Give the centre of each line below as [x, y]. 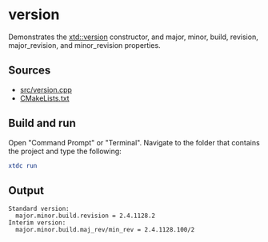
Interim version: [37, 223]
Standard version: [39, 209]
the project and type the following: [65, 151]
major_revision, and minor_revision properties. [85, 45]
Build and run [42, 123]
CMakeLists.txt [44, 98]
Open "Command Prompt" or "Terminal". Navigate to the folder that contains [134, 142]
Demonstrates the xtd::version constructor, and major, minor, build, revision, [133, 37]
